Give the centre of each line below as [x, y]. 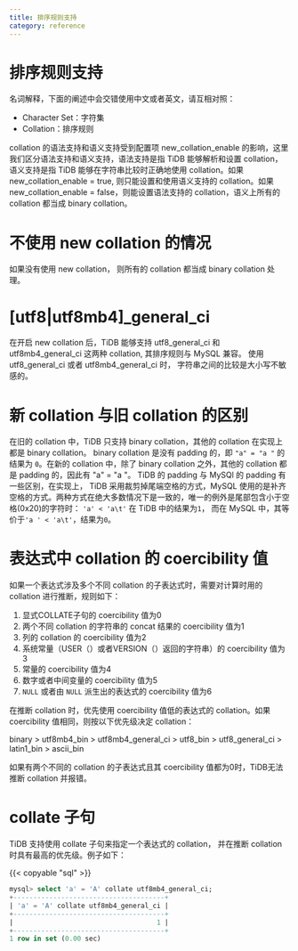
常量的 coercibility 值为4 [67, 670]
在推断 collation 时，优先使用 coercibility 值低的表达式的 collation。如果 [140, 711]
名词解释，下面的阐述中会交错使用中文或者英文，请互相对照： [122, 99]
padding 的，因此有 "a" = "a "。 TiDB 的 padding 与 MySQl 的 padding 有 [153, 475]
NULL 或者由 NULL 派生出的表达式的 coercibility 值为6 [117, 692]
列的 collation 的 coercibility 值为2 [84, 638]
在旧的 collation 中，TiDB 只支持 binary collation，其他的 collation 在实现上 [146, 442]
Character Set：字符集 [63, 118]
